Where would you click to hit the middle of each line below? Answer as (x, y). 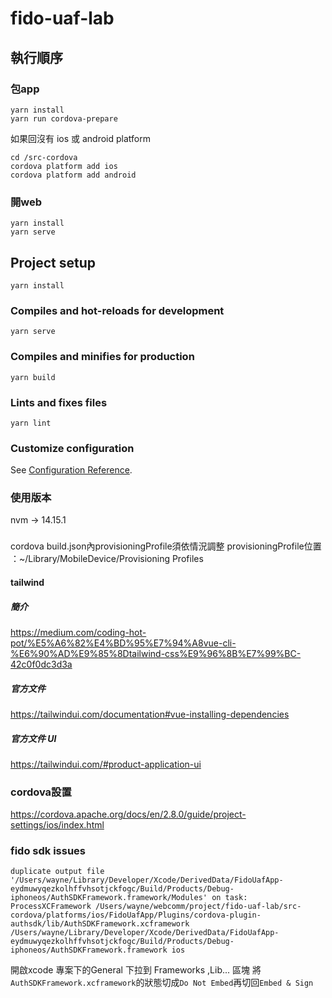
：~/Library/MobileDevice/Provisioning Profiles (107, 559)
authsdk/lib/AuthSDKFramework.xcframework (100, 924)
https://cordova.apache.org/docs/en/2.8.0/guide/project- (128, 814)
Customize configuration (72, 448)
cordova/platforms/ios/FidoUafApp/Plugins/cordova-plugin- (136, 915)
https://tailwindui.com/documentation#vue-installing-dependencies (150, 714)
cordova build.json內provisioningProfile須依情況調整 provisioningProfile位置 (166, 546)
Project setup (53, 262)
